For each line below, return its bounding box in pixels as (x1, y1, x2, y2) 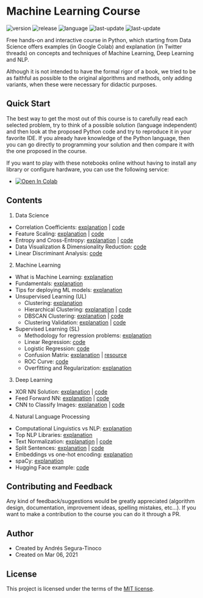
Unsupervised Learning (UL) (15, 293, 87, 300)
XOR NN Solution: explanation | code (15, 387, 108, 395)
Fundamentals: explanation (15, 280, 84, 287)
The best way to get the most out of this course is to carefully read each (6, 114, 188, 122)
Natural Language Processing (15, 413, 90, 420)
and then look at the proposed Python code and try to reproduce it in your (6, 127, 192, 135)
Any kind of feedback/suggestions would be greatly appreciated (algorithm (6, 498, 195, 505)
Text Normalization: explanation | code (15, 438, 113, 445)
